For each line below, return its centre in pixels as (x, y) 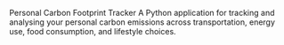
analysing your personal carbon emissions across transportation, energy (142, 22)
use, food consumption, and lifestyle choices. (93, 31)
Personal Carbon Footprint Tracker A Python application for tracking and (142, 13)
